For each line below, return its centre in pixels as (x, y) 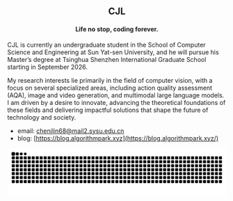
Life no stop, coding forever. (117, 29)
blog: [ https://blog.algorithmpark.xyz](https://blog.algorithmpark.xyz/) (118, 138)
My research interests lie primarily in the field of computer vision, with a (110, 80)
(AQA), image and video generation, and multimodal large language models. (116, 95)
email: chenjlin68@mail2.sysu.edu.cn (71, 131)
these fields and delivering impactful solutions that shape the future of (108, 110)
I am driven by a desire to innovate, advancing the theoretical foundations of (116, 102)
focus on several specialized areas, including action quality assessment (110, 88)
